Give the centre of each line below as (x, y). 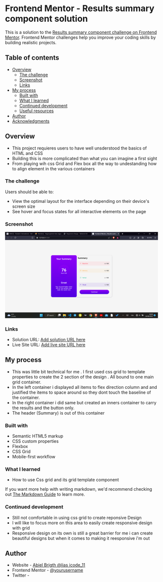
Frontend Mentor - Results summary (80, 8)
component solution (47, 19)
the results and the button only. (43, 408)
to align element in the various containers (53, 168)
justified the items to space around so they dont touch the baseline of (81, 392)
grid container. (27, 382)
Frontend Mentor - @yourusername (48, 570)
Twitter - (21, 575)
